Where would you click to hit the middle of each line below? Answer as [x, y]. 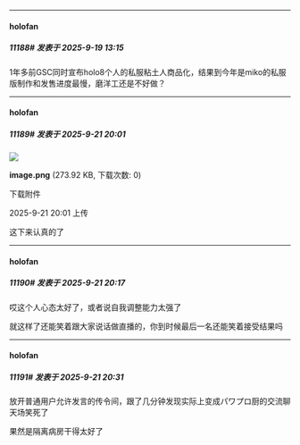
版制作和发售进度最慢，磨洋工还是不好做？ [87, 83]
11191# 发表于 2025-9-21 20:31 [67, 377]
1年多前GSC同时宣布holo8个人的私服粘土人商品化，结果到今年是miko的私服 [148, 71]
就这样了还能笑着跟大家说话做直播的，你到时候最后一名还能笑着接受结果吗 [146, 326]
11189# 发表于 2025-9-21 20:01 [68, 134]
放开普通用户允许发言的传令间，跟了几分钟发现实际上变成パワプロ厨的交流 [146, 401]
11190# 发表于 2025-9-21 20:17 [67, 283]
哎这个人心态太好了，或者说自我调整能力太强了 [95, 307]
